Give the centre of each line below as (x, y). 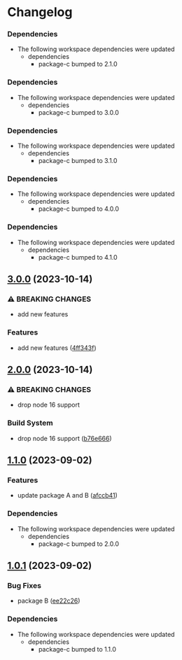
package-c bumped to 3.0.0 (78, 112)
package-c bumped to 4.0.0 (78, 209)
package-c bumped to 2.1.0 (78, 64)
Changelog (40, 12)
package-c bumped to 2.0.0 (78, 544)
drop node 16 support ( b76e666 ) (64, 438)
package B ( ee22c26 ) (49, 601)
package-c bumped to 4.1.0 (78, 257)
